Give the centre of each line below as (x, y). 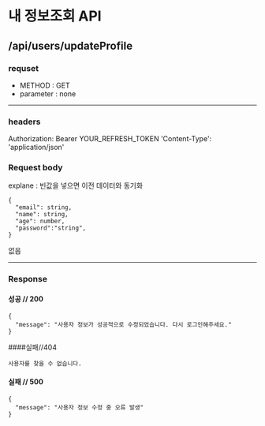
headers (24, 121)
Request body (35, 168)
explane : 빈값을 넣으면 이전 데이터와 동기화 (76, 185)
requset (24, 68)
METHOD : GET (45, 85)
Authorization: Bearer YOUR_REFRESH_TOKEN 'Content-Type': (110, 139)
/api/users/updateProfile (70, 45)
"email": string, (44, 207)
